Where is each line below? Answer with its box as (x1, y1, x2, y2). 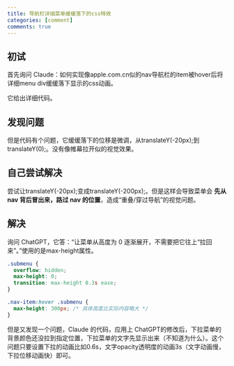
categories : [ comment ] (7, 17, 73, 24)
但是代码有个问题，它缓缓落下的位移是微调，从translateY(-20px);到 (7, 136, 200, 144)
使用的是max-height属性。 (22, 246, 97, 255)
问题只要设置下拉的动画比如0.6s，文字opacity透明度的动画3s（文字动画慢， (7, 342, 225, 351)
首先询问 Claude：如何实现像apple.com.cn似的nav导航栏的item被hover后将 (7, 70, 224, 79)
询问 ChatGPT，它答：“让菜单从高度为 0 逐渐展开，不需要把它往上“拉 (7, 237, 207, 246)
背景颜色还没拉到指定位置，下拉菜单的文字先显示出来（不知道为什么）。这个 (7, 333, 224, 342)
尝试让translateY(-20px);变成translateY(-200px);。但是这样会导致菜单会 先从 (7, 186, 227, 195)
